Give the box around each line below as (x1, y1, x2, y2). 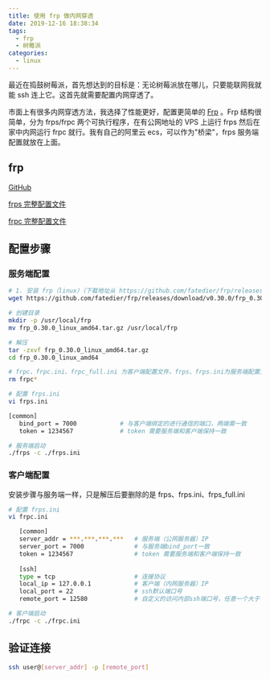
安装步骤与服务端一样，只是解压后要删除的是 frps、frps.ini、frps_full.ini (8, 489, 245, 499)
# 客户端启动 (8, 610, 46, 618)
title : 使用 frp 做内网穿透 (8, 11, 94, 20)
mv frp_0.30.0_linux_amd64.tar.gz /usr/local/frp (8, 324, 178, 332)
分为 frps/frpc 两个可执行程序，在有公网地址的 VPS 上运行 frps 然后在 (29, 117, 260, 126)
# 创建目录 (8, 309, 40, 317)
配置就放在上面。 (8, 137, 65, 147)
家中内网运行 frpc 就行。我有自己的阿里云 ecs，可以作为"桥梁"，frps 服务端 (8, 126, 260, 137)
